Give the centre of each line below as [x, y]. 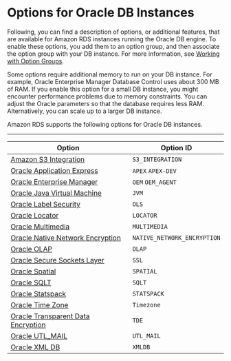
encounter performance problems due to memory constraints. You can [107, 96]
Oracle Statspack [38, 293]
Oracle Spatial [33, 271]
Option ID [176, 147]
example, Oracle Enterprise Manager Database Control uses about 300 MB [113, 81]
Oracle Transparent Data [51, 316]
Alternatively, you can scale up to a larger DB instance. [85, 111]
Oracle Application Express [54, 170]
